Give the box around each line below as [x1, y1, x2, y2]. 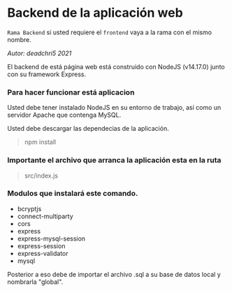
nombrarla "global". [7, 278, 64, 286]
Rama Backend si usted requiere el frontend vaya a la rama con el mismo [7, 28, 212, 36]
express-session [17, 241, 66, 250]
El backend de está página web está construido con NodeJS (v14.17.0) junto [7, 62, 225, 71]
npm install [24, 138, 57, 146]
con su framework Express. [7, 70, 87, 78]
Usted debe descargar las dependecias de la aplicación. [7, 124, 169, 133]
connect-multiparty [17, 212, 73, 220]
